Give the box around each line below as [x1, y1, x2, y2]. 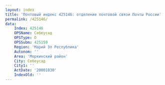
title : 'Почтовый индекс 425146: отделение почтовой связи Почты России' [5, 12, 162, 17]
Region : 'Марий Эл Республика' [14, 44, 79, 49]
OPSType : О [14, 35, 37, 40]
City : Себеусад [14, 58, 46, 63]
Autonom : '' [14, 49, 39, 54]
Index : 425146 [14, 26, 43, 31]
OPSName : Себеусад [14, 30, 52, 35]
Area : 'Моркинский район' [14, 53, 68, 59]
